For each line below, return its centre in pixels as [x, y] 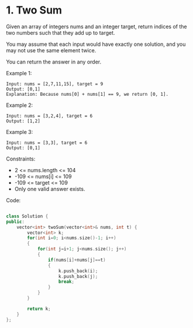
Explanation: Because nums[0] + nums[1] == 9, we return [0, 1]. [87, 94]
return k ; [39, 309]
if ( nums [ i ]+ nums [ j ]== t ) [77, 260]
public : [15, 222]
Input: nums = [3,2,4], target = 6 [49, 116]
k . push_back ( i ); [78, 271]
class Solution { [27, 216]
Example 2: [20, 105]
